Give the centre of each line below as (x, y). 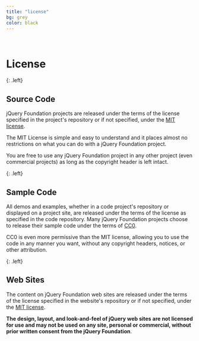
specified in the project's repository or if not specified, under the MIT (91, 120)
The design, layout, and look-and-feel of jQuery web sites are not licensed (99, 318)
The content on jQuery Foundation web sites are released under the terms (97, 294)
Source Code (31, 99)
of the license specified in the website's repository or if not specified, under (99, 300)
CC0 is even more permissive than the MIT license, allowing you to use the (97, 237)
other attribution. (27, 249)
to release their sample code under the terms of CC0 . (71, 225)
